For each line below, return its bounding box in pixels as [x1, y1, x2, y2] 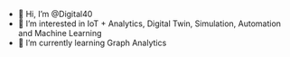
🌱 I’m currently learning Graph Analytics [17, 37, 167, 48]
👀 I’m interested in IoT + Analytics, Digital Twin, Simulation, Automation [17, 18, 282, 29]
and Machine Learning [17, 28, 102, 38]
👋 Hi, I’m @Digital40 [17, 9, 93, 19]
